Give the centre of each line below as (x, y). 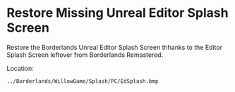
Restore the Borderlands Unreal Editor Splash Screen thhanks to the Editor (115, 47)
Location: (20, 68)
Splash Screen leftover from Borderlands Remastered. (85, 55)
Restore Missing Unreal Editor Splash (117, 13)
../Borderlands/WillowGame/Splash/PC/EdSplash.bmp (83, 81)
